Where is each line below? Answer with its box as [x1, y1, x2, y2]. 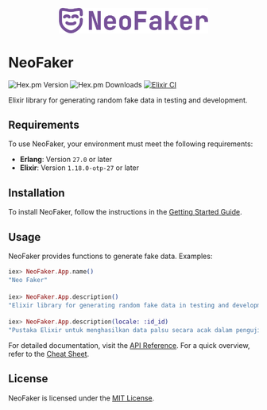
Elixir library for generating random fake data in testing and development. [8, 95, 248, 105]
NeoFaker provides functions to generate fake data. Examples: [8, 251, 213, 261]
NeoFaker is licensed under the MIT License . [8, 393, 155, 403]
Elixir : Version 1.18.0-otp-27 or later [19, 163, 140, 172]
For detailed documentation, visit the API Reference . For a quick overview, [8, 341, 250, 350]
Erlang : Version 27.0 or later [19, 155, 113, 164]
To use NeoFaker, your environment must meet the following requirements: [8, 139, 253, 149]
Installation [8, 186, 65, 199]
